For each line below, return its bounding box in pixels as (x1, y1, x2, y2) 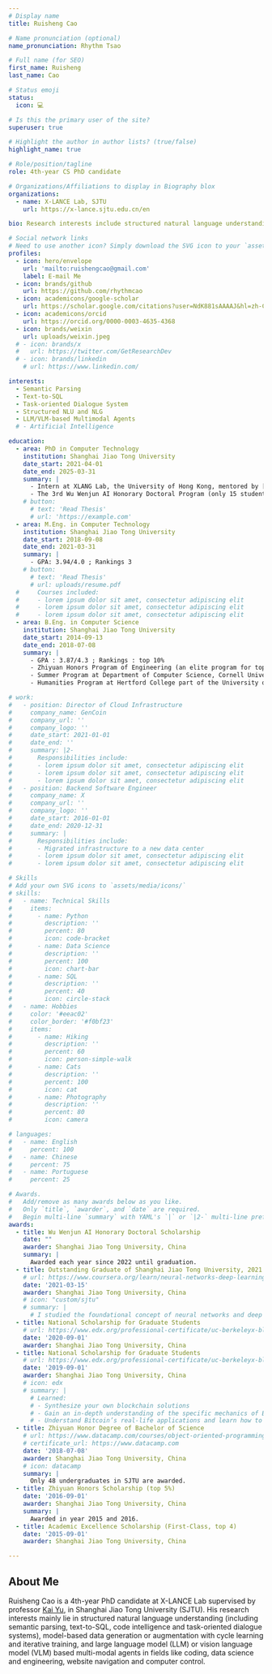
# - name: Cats (8, 1063, 82, 1071)
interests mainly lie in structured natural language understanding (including (8, 1613, 259, 1623)
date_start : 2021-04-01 (23, 459, 104, 468)
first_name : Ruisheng (8, 64, 82, 72)
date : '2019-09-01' (23, 1364, 89, 1372)
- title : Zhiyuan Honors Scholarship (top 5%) (15, 1485, 176, 1493)
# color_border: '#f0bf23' (8, 1017, 114, 1025)
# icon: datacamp (23, 1462, 82, 1470)
